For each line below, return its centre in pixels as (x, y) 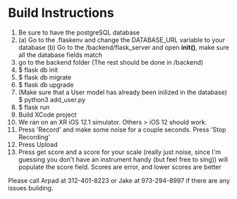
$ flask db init (38, 70)
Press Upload (38, 144)
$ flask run (34, 107)
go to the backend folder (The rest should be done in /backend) (111, 62)
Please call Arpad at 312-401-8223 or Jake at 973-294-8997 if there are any (119, 180)
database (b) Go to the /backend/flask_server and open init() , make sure (124, 47)
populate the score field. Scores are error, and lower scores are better (120, 167)
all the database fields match (60, 55)
